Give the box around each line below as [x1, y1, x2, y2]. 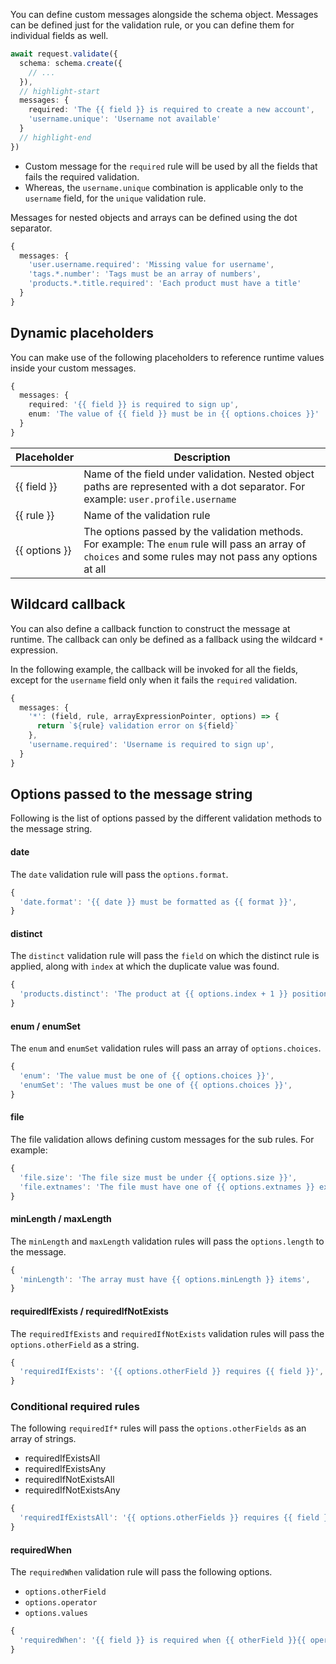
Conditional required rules [10, 1400, 140, 1414]
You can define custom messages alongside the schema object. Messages [10, 9, 319, 20]
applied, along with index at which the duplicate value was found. [10, 960, 280, 973]
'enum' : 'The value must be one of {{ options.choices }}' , [19, 1071, 275, 1081]
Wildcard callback [10, 596, 126, 613]
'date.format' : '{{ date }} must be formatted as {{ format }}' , [19, 897, 298, 907]
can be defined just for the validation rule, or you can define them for [10, 19, 295, 31]
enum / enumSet [10, 1020, 81, 1032]
